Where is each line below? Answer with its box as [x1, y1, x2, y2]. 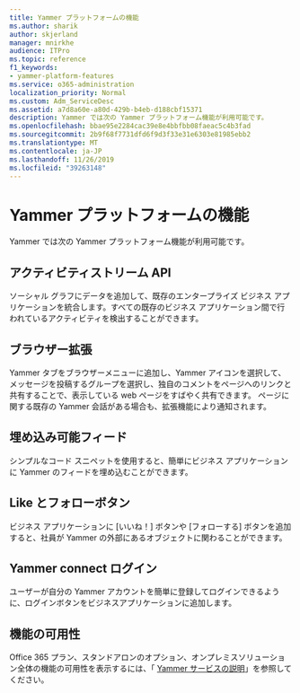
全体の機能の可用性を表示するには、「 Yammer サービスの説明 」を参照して [16, 663, 292, 674]
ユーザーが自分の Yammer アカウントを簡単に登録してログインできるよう [9, 586, 280, 597]
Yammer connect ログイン [9, 560, 157, 575]
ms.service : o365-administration [9, 80, 135, 89]
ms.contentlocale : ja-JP [9, 146, 102, 155]
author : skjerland [9, 30, 78, 39]
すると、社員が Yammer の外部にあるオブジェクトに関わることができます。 [9, 531, 287, 543]
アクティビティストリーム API [9, 265, 172, 280]
